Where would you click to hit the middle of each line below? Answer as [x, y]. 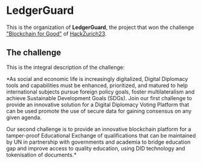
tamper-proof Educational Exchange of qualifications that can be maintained [101, 135]
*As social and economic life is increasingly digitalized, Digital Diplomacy [97, 78]
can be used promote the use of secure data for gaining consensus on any [99, 111]
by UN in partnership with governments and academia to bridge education [99, 142]
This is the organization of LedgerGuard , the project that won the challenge [100, 27]
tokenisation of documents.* [42, 155]
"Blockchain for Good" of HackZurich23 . [56, 33]
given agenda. [24, 117]
